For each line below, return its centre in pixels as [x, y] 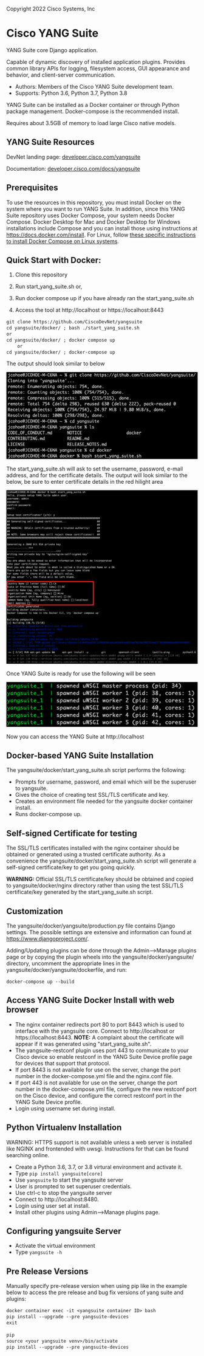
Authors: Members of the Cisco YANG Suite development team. [94, 86]
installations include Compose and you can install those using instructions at [102, 228]
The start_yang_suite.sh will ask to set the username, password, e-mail [95, 469]
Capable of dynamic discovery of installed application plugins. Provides [96, 62]
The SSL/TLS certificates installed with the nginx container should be [93, 848]
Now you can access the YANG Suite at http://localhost [75, 736]
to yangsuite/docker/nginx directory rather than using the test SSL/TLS [95, 886]
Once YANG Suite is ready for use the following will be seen [81, 673]
